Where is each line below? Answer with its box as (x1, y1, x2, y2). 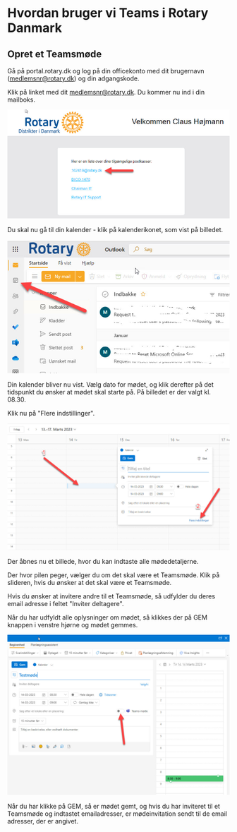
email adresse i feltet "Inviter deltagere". (7, 600, 124, 608)
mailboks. (7, 95, 35, 104)
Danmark (7, 20, 62, 36)
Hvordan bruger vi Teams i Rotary (7, 5, 209, 21)
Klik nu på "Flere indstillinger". (7, 409, 95, 417)
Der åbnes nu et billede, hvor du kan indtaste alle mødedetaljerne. (7, 557, 199, 566)
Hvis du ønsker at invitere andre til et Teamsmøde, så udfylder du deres (7, 592, 216, 601)
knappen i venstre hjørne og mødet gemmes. (7, 621, 138, 629)
